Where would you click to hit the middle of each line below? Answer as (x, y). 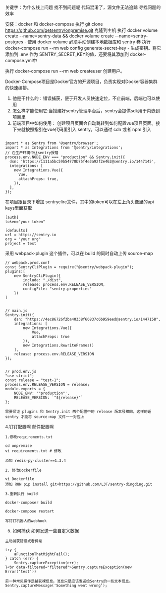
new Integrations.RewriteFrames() (58, 345)
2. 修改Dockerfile (23, 470)
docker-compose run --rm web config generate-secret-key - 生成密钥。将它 (83, 48)
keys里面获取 (19, 208)
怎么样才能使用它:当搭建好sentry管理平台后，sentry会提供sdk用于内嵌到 (86, 111)
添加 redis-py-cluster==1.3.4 (35, 461)
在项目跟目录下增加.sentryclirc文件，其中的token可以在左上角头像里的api (80, 202)
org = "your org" (23, 239)
